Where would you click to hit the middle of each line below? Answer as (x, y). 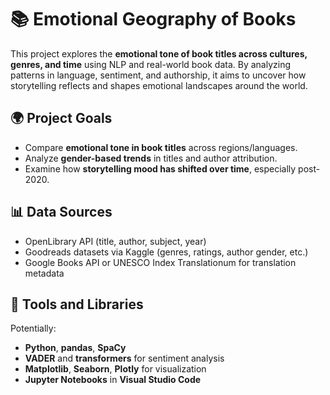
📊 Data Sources (61, 212)
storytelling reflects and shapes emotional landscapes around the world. (159, 85)
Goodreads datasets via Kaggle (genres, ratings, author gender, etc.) (166, 252)
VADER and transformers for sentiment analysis (124, 358)
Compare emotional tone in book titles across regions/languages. (161, 147)
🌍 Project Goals (61, 118)
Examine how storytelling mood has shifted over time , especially (160, 168)
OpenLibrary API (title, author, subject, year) (115, 241)
